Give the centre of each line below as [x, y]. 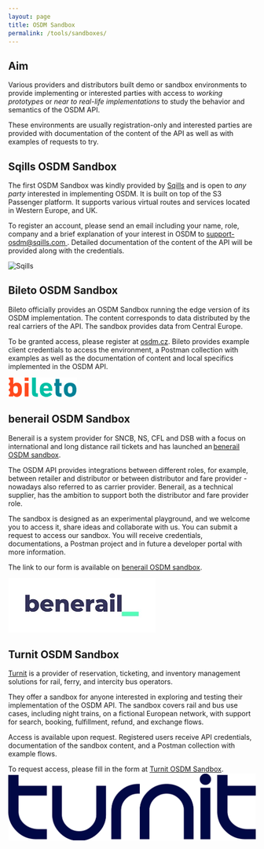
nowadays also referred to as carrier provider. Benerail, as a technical [121, 486]
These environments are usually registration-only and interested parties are [130, 125]
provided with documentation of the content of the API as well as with [121, 134]
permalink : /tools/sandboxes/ [58, 33]
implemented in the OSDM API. [58, 366]
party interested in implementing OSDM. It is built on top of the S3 [115, 194]
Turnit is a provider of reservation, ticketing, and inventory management [125, 673]
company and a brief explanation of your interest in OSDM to [106, 234]
